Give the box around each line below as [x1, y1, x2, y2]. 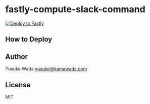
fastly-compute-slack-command [5, 4, 145, 15]
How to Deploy [5, 35, 53, 44]
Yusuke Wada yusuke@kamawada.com [5, 66, 87, 72]
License [5, 80, 31, 89]
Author [5, 52, 28, 61]
